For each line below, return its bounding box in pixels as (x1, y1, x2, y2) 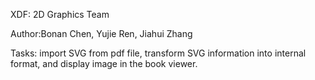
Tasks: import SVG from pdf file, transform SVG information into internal (10, 47, 307, 59)
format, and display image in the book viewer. (10, 58, 198, 69)
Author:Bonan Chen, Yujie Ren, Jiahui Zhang (10, 28, 193, 39)
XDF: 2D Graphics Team (10, 9, 110, 20)
